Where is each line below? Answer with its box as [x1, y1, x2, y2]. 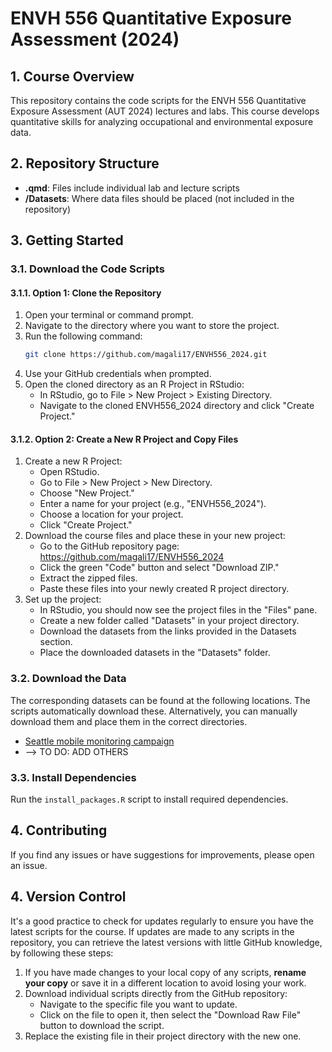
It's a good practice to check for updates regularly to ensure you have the [10, 915, 314, 927]
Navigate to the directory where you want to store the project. [24, 320, 280, 332]
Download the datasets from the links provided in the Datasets [39, 625, 297, 637]
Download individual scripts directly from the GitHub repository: [24, 987, 288, 999]
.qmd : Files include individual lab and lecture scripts [24, 182, 240, 194]
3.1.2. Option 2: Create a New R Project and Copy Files [10, 433, 239, 445]
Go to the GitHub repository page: [39, 540, 180, 552]
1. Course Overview [10, 68, 135, 85]
